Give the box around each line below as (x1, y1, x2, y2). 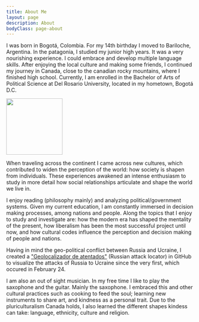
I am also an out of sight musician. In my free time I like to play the (6, 277, 170, 285)
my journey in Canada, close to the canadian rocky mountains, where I (6, 67, 180, 75)
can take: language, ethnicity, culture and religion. (6, 309, 130, 317)
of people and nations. (6, 235, 62, 242)
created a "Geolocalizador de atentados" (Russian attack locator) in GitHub (6, 253, 192, 260)
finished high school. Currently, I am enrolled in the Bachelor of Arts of (6, 74, 180, 81)
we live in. (6, 185, 31, 192)
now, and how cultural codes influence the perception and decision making (6, 228, 192, 236)
